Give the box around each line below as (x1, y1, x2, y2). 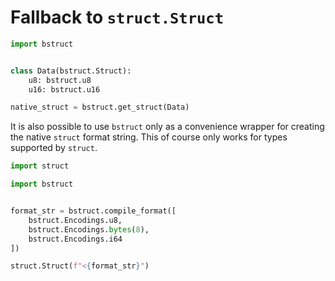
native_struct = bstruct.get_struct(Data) (10, 102, 190, 113)
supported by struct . (10, 142, 98, 154)
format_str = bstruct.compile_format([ (10, 206, 177, 216)
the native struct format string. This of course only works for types (10, 131, 288, 143)
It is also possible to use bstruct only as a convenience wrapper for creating (10, 121, 325, 133)
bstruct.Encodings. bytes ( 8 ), (28, 224, 150, 235)
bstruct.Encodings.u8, (28, 215, 123, 225)
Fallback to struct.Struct (10, 6, 224, 29)
